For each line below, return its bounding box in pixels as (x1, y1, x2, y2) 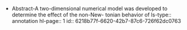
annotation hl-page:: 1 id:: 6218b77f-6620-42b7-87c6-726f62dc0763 (11, 18, 182, 24)
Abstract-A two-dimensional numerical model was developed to (11, 5, 167, 12)
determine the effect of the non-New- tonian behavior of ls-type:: (11, 11, 172, 18)
